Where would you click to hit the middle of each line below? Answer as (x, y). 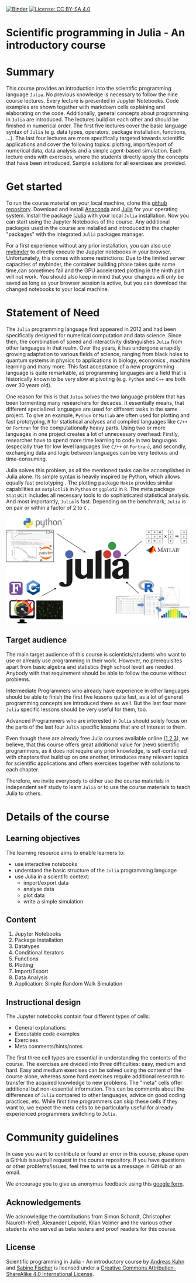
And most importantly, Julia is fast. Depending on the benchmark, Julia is (96, 501)
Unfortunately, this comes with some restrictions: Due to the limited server (96, 258)
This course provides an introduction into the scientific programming (89, 89)
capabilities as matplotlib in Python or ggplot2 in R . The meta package (91, 489)
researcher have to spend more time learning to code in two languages (92, 440)
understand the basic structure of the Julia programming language (96, 870)
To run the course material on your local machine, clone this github (87, 203)
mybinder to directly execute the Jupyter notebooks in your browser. (89, 252)
